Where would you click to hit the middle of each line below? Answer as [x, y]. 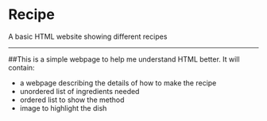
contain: [21, 67]
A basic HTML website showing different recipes [88, 36]
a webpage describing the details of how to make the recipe [118, 83]
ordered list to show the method [72, 100]
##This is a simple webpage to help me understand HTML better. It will [124, 59]
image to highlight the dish [63, 108]
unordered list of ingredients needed [79, 91]
